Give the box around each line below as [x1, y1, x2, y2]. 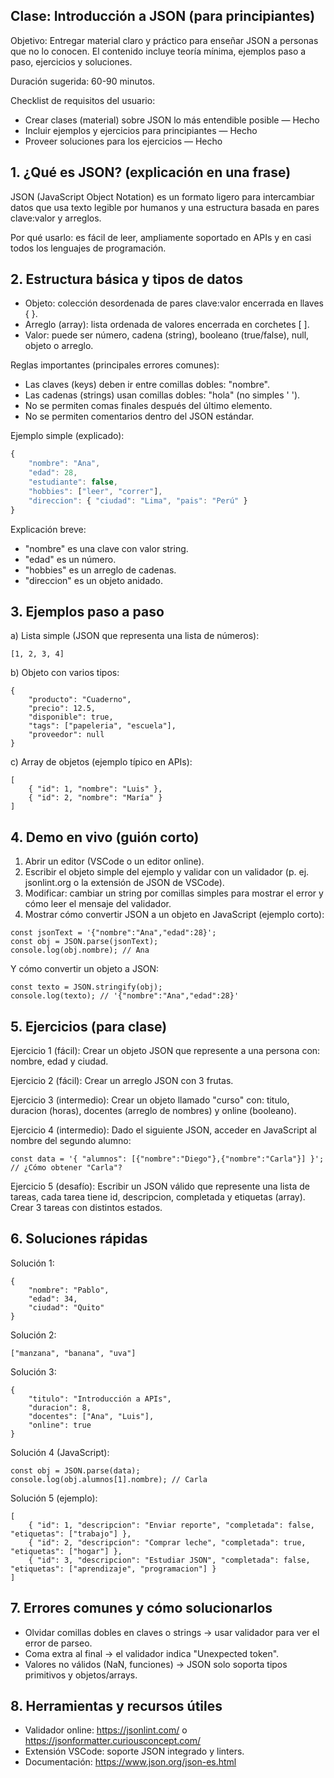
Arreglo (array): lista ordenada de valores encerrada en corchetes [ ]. [24, 319, 310, 331]
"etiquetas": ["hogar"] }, [10, 1546, 123, 1556]
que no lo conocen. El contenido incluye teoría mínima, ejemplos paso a [10, 45, 307, 57]
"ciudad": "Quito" [28, 1302, 105, 1313]
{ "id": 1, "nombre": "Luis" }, [28, 784, 163, 794]
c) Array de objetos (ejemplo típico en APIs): [10, 756, 193, 768]
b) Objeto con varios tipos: [10, 667, 120, 679]
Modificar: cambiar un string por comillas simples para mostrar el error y [24, 887, 324, 899]
